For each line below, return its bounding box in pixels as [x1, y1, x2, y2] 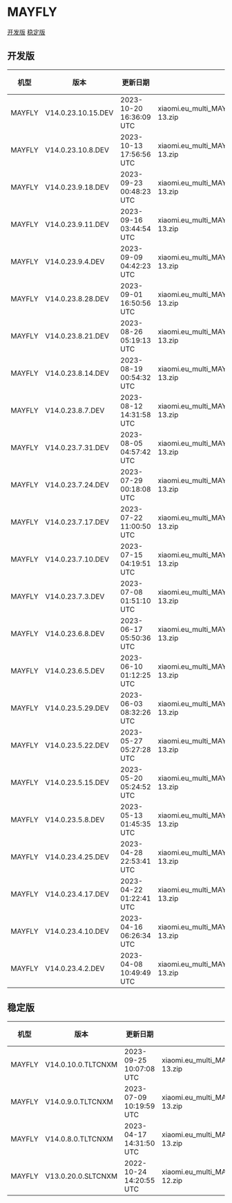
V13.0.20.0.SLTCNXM [44, 1171, 118, 1181]
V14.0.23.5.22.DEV [44, 740, 109, 750]
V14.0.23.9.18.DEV [44, 182, 109, 192]
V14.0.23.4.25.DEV [44, 852, 109, 862]
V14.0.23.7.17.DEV [44, 517, 109, 527]
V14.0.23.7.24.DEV [44, 480, 109, 489]
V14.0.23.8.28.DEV [44, 293, 109, 303]
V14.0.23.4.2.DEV [44, 964, 105, 973]
